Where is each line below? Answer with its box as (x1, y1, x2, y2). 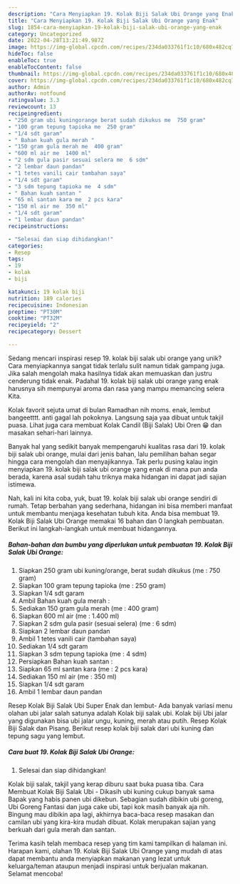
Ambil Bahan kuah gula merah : (18, 596, 110, 605)
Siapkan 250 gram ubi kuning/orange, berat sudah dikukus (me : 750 (18, 566, 221, 574)
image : (8, 44, 28, 51)
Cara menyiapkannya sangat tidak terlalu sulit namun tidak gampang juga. (8, 361, 225, 370)
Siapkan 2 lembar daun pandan (18, 626, 110, 635)
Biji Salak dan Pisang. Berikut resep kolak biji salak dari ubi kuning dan (8, 723, 214, 732)
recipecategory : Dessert (8, 328, 82, 335)
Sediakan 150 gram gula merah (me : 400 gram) (18, 604, 160, 612)
